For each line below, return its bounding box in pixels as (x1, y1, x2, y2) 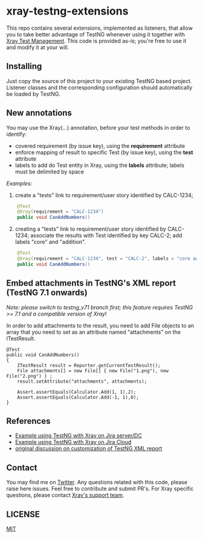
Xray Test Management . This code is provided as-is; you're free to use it (6, 37, 187, 44)
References (6, 416, 51, 426)
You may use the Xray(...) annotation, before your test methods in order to (6, 124, 190, 131)
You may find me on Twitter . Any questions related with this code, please (6, 479, 188, 486)
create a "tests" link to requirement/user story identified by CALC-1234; (14, 191, 193, 198)
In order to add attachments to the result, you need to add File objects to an (6, 321, 195, 329)
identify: (6, 130, 27, 138)
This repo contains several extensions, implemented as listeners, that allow (6, 24, 193, 32)
